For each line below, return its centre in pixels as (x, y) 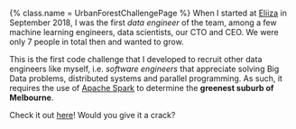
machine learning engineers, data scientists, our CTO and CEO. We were (144, 32)
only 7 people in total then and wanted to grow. (97, 41)
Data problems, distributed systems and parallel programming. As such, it (146, 78)
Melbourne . (32, 97)
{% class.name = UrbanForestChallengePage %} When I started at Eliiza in (148, 13)
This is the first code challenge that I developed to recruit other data (136, 59)
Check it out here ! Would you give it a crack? (92, 115)
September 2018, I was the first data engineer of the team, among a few (143, 23)
